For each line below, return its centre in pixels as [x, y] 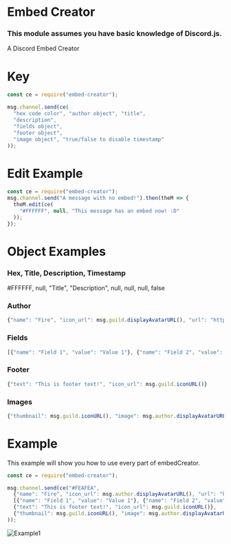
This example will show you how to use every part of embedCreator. [104, 463]
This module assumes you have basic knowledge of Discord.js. [114, 34]
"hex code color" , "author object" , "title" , [80, 114]
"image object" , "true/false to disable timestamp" [89, 139]
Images [20, 402]
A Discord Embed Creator [43, 48]
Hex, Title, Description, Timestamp [66, 273]
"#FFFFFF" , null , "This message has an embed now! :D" [100, 211]
